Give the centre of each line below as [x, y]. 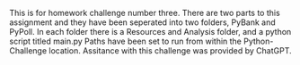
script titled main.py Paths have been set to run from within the [126, 41]
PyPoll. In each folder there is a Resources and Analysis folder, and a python [150, 32]
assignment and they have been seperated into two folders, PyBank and [142, 22]
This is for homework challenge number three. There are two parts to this [145, 13]
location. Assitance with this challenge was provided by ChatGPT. [170, 51]
